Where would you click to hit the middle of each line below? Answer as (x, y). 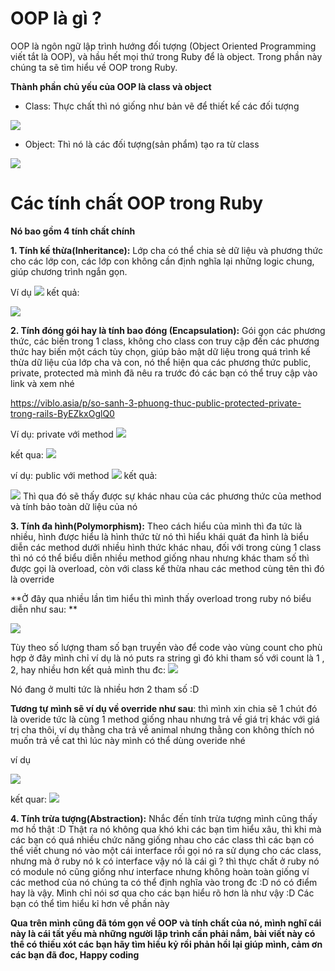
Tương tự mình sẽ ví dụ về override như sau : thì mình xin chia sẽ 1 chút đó (164, 708)
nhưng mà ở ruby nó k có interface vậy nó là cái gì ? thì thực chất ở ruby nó (165, 861)
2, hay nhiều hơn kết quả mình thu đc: (88, 669)
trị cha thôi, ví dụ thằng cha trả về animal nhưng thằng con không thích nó (162, 729)
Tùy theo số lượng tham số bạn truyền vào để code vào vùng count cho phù (166, 647)
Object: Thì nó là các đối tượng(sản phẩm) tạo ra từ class (142, 144)
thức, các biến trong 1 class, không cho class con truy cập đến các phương (165, 341)
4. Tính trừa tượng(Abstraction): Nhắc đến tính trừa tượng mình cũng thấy (164, 818)
